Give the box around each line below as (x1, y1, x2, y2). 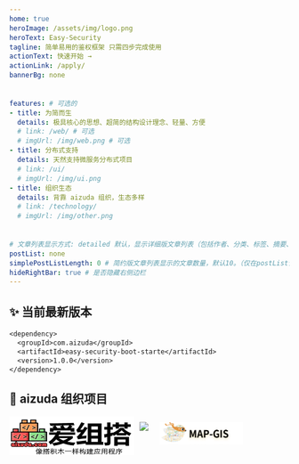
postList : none (9, 249, 66, 258)
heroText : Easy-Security (9, 33, 101, 42)
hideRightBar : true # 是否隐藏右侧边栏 (9, 268, 147, 277)
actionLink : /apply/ (9, 61, 86, 70)
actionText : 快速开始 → (9, 52, 92, 61)
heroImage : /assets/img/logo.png (9, 23, 133, 33)
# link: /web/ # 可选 (17, 127, 95, 136)
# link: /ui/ (17, 165, 66, 174)
